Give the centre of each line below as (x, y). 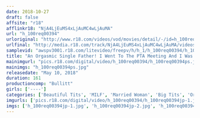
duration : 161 (24, 78)
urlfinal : (18, 45)
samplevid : (20, 51)
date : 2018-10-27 (28, 12)
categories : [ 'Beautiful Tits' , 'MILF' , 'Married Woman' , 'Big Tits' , (96, 95)
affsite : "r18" (25, 23)
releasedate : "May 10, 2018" (42, 73)
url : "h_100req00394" (33, 34)
